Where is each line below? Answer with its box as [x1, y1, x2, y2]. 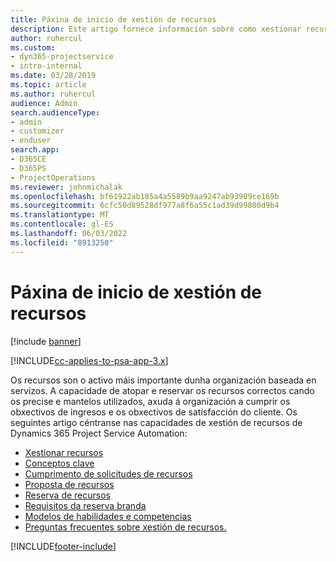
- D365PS [10, 163, 47, 173]
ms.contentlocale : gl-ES [10, 219, 114, 230]
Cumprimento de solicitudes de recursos [24, 467, 193, 480]
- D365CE [10, 154, 47, 164]
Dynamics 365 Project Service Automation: [10, 427, 188, 439]
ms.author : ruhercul [10, 89, 97, 99]
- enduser [10, 136, 52, 146]
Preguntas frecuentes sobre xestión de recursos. [24, 521, 227, 533]
